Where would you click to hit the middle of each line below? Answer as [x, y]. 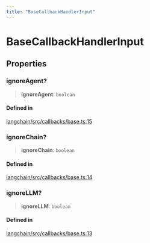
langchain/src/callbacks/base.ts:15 [49, 121]
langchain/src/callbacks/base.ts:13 [49, 233]
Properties [27, 64]
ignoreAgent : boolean [48, 94]
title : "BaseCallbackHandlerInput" [51, 12]
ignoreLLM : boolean [46, 206]
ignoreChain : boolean [48, 150]
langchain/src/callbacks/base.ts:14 [49, 177]
